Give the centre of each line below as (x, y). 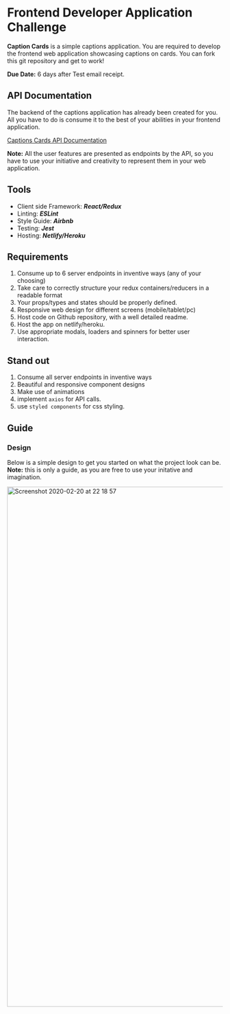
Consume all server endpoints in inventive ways (84, 377)
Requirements (38, 256)
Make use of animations (51, 392)
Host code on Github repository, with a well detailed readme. (102, 317)
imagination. (25, 477)
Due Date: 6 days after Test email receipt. (66, 74)
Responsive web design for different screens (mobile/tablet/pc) (106, 310)
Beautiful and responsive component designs (81, 384)
